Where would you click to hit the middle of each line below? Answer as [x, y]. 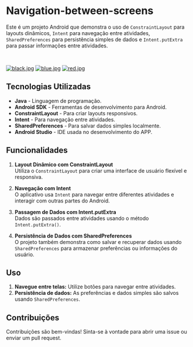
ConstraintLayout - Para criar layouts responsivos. [76, 113]
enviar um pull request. [34, 338]
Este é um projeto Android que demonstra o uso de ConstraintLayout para [95, 27]
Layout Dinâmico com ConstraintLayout [64, 164]
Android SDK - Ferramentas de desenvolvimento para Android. [91, 107]
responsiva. [29, 177]
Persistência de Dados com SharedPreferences [73, 236]
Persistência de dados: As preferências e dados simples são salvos [96, 293]
